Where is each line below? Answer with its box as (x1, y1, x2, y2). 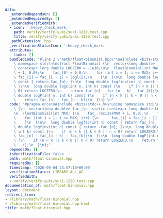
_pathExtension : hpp (9, 39, 51, 44)
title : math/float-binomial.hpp (5, 206, 70, 211)
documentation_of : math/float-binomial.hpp (5, 183, 95, 188)
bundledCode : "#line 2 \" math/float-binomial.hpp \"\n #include (9, 57, 138, 62)
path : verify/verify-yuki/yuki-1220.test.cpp (14, 30, 108, 34)
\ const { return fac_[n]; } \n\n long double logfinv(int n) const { (14, 79, 160, 84)
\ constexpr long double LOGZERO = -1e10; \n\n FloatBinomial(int (14, 66, 151, 71)
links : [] (14, 52, 34, 57)
